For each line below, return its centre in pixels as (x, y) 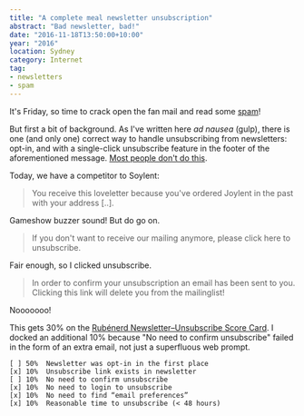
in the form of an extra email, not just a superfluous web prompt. (130, 347)
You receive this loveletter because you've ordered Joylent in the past (162, 193)
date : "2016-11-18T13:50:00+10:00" (77, 35)
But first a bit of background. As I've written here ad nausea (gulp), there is (150, 129)
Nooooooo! (30, 310)
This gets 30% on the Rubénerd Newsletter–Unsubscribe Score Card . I (142, 327)
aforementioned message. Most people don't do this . (108, 158)
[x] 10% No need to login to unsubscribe (91, 387)
